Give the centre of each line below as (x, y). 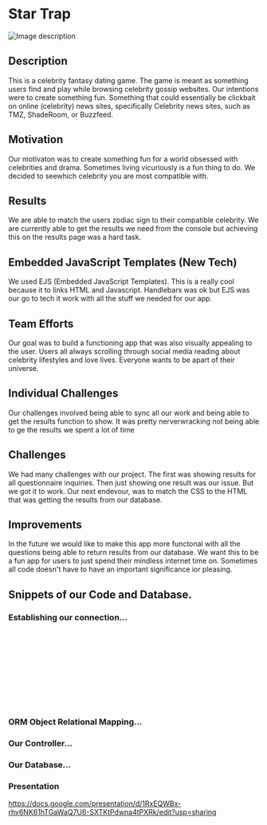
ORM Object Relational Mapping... (75, 722)
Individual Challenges (63, 394)
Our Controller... (41, 743)
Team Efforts (41, 323)
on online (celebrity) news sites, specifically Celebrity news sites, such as (130, 106)
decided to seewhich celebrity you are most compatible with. (108, 176)
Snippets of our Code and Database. (100, 594)
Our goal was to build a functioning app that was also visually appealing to (130, 343)
